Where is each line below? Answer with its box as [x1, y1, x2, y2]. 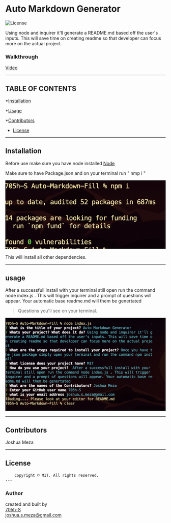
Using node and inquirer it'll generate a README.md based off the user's [5, 29, 158, 36]
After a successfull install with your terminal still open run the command [5, 287, 156, 293]
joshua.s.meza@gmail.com [5, 512, 62, 518]
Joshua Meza [5, 439, 34, 445]
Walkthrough [5, 53, 38, 60]
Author [5, 489, 23, 497]
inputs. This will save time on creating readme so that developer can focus [5, 35, 161, 41]
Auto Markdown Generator [5, 3, 121, 15]
